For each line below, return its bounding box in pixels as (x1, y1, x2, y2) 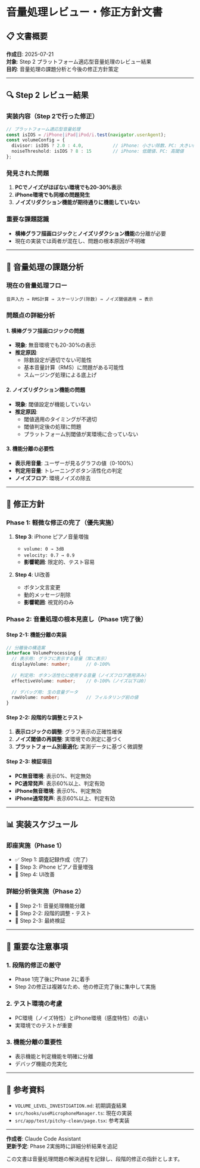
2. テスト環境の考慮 (6, 1000, 62, 1008)
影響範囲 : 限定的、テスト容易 (23, 558, 95, 566)
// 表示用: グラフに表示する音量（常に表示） (11, 656, 110, 662)
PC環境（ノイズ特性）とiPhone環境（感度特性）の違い (14, 1014, 149, 1021)
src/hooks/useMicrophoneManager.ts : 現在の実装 (14, 1109, 133, 1116)
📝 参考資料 (6, 1085, 45, 1095)
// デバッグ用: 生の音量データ (11, 689, 79, 695)
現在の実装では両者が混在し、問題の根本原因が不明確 (14, 237, 146, 245)
